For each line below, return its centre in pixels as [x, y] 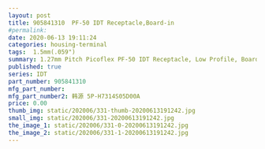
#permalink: [28, 30]
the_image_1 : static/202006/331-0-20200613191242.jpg [99, 125]
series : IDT [28, 74]
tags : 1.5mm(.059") [42, 52]
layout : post [30, 15]
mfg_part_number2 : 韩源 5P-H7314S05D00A [74, 96]
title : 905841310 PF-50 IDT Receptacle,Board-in [91, 23]
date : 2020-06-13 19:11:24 [52, 37]
